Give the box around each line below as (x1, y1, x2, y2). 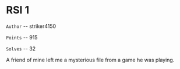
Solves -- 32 (6, 45, 36, 52)
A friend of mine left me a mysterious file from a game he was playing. (6, 56, 175, 63)
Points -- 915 (6, 34, 38, 41)
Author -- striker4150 (6, 23, 57, 30)
